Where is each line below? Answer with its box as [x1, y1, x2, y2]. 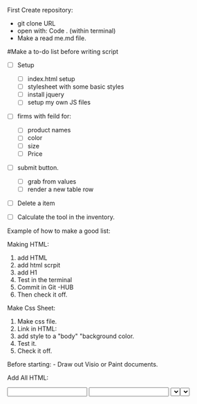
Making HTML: [7, 240, 50, 248]
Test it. [17, 339, 37, 347]
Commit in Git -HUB [17, 283, 74, 291]
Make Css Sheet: [7, 304, 56, 312]
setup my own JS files [27, 98, 91, 107]
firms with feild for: [17, 112, 71, 121]
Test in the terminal [17, 275, 73, 283]
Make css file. [17, 317, 57, 325]
